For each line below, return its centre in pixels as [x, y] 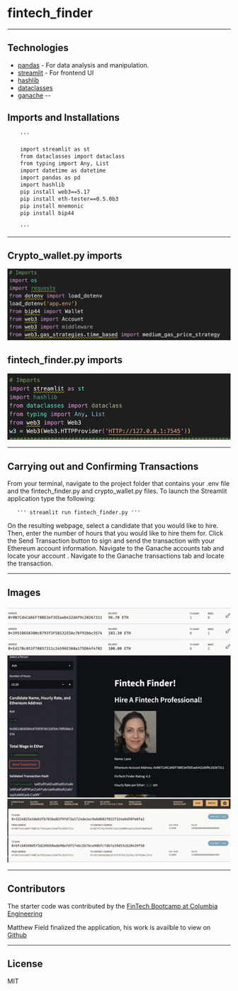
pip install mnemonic [52, 206]
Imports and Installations [64, 118]
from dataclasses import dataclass [73, 156]
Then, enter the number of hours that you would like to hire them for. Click [115, 534]
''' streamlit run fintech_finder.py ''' [79, 513]
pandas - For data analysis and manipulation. [83, 65]
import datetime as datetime [63, 170]
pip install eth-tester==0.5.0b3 [69, 199]
